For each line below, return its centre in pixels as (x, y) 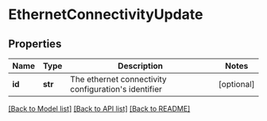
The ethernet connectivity (118, 79)
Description (141, 66)
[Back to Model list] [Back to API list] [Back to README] (99, 109)
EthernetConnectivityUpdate (106, 15)
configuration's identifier (116, 89)
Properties (35, 44)
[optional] (236, 84)
